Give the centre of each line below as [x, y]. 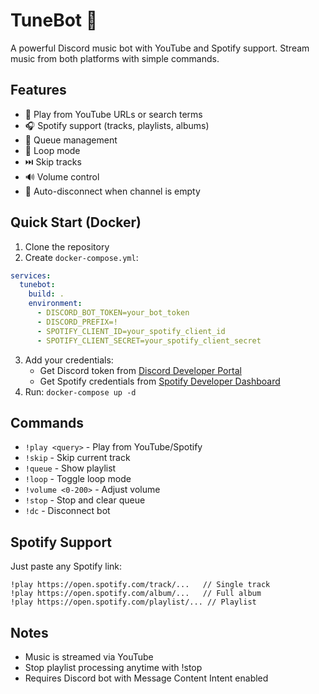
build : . [46, 294]
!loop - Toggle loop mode [78, 479]
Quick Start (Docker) [76, 222]
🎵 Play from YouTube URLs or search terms [113, 114]
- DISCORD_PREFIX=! [77, 322]
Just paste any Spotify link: [66, 566]
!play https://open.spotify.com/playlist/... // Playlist [133, 602]
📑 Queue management [71, 140]
